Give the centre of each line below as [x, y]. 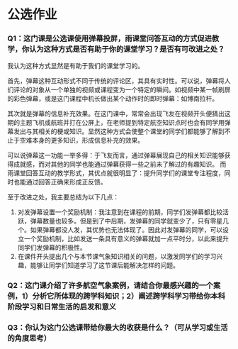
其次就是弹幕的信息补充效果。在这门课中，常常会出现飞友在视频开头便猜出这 [119, 113]
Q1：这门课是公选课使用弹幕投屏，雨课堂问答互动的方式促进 [110, 38]
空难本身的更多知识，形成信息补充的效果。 [81, 140]
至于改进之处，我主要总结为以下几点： [63, 197]
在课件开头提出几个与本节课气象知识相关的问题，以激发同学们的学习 [117, 257]
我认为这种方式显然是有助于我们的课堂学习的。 [75, 66]
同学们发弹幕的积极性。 [52, 248]
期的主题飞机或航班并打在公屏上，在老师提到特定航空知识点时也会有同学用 [116, 123]
